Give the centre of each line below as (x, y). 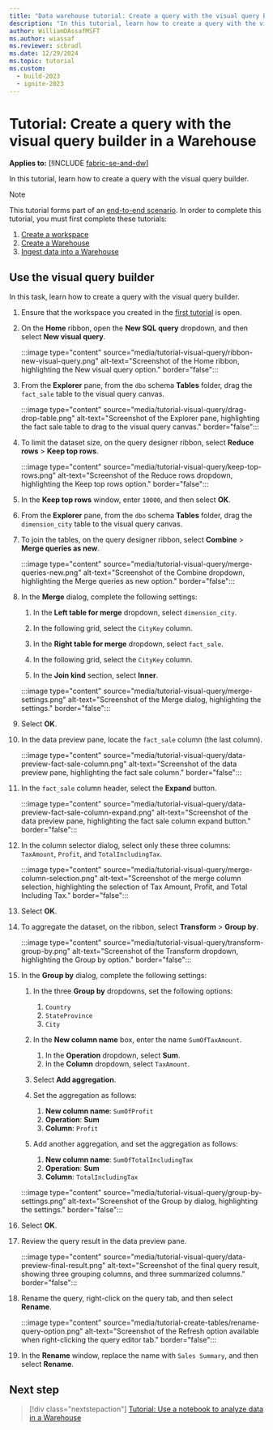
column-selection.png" (59, 879)
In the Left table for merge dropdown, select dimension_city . (135, 613)
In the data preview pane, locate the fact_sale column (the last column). (141, 740)
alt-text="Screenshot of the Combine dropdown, (164, 572)
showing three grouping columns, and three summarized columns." (133, 1274)
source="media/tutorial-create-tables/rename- (181, 1323)
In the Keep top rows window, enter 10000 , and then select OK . (126, 500)
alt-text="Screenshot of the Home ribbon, (170, 361)
